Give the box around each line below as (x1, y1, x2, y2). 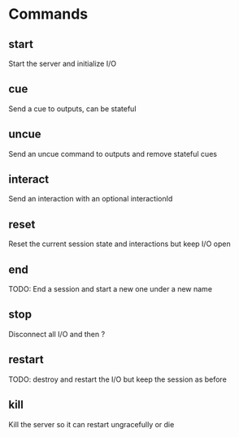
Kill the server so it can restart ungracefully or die (8, 419, 175, 429)
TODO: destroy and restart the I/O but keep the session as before (8, 374, 228, 384)
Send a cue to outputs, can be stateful (8, 103, 137, 114)
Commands (8, 5, 89, 24)
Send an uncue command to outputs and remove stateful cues (8, 149, 218, 158)
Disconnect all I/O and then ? (8, 329, 106, 339)
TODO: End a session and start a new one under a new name (8, 284, 213, 294)
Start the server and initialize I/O (8, 58, 116, 68)
